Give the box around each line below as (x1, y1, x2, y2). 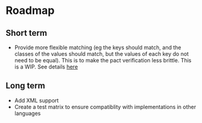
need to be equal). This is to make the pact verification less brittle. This (14, 57, 192, 64)
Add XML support (14, 96, 59, 104)
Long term (5, 81, 45, 91)
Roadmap (5, 4, 55, 18)
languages (14, 110, 41, 117)
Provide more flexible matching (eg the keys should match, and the (14, 44, 181, 51)
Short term (5, 28, 48, 38)
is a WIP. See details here (14, 63, 78, 70)
